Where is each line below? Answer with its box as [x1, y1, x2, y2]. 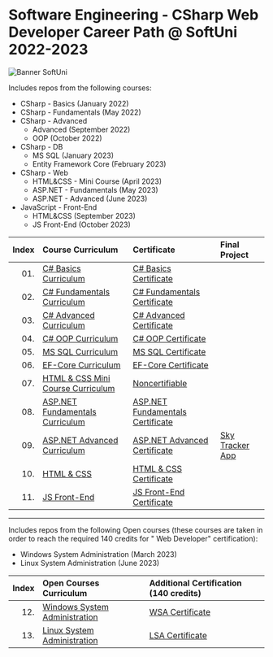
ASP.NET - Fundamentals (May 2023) [32, 185, 158, 194]
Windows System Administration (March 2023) [19, 549, 177, 559]
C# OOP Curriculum [42, 333, 119, 344]
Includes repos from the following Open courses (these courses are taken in [8, 524, 263, 534]
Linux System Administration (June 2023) [19, 558, 160, 568]
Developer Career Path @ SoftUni [8, 23, 238, 41]
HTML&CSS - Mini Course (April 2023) [32, 176, 162, 186]
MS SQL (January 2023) [32, 150, 115, 160]
